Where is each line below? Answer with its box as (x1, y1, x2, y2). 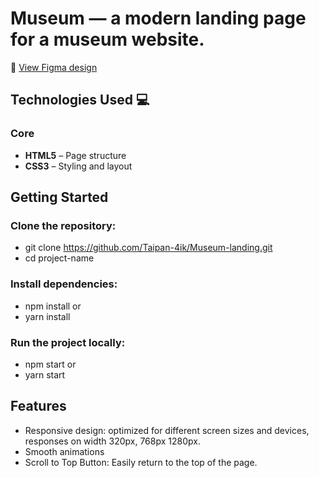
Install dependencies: (10, 277, 118, 291)
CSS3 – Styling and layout (24, 160, 133, 172)
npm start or (24, 358, 77, 370)
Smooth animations (24, 445, 105, 457)
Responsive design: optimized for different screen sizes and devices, (24, 424, 310, 436)
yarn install (24, 310, 71, 322)
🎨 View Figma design (10, 61, 98, 73)
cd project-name (24, 252, 95, 264)
